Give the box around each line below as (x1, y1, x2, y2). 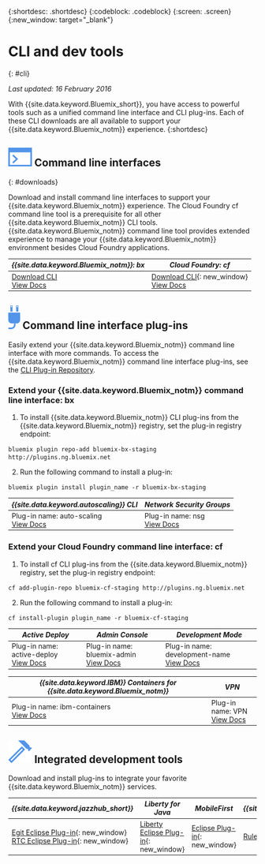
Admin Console (96, 630, 148, 640)
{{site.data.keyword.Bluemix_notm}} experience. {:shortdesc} (8, 124, 208, 133)
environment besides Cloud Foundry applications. (8, 242, 170, 252)
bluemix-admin (86, 650, 136, 660)
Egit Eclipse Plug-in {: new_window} (11, 828, 128, 837)
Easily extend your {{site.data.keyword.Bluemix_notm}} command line (8, 339, 235, 350)
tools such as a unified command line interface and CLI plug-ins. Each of (8, 107, 244, 117)
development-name (165, 650, 231, 660)
